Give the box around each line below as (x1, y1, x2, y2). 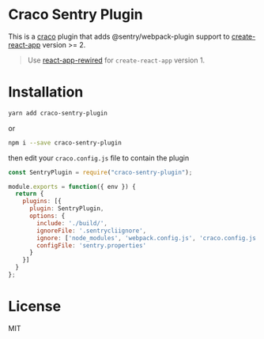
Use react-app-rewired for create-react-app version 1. (27, 55, 206, 65)
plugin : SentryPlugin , (28, 205, 104, 213)
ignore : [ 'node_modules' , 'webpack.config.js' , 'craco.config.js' (36, 234, 260, 242)
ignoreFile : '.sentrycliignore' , (36, 227, 147, 235)
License (8, 298, 62, 315)
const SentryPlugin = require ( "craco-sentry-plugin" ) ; (8, 168, 193, 176)
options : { (28, 212, 66, 220)
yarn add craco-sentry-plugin (8, 109, 108, 117)
